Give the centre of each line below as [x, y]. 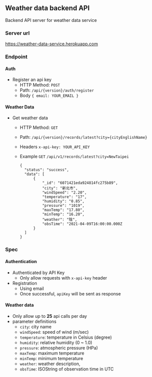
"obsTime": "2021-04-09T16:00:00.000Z [82, 224]
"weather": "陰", [60, 220]
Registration [25, 283]
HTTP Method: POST [40, 85]
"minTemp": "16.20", [63, 214]
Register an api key [32, 80]
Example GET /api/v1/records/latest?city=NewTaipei [74, 157]
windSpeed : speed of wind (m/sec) [54, 332]
